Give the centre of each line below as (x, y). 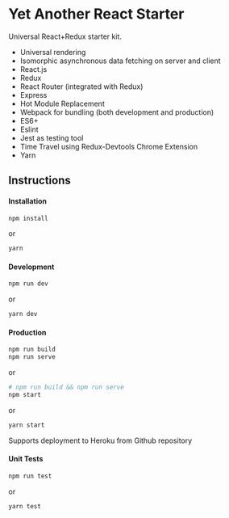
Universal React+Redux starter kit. (65, 36)
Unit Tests (26, 459)
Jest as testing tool (52, 137)
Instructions (40, 181)
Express (33, 95)
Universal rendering (53, 52)
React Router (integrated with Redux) (81, 86)
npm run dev (28, 284)
